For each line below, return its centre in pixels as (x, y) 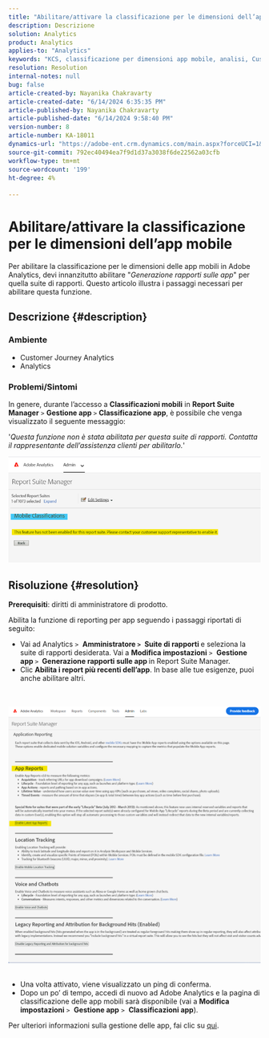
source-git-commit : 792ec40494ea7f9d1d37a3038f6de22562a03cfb (114, 153)
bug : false (26, 84)
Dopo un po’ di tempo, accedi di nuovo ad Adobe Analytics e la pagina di (140, 993)
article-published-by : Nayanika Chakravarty (84, 110)
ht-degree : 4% (32, 178)
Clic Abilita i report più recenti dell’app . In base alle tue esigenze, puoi (137, 670)
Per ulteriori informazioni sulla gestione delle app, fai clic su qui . (114, 1026)
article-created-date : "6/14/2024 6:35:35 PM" (87, 102)
